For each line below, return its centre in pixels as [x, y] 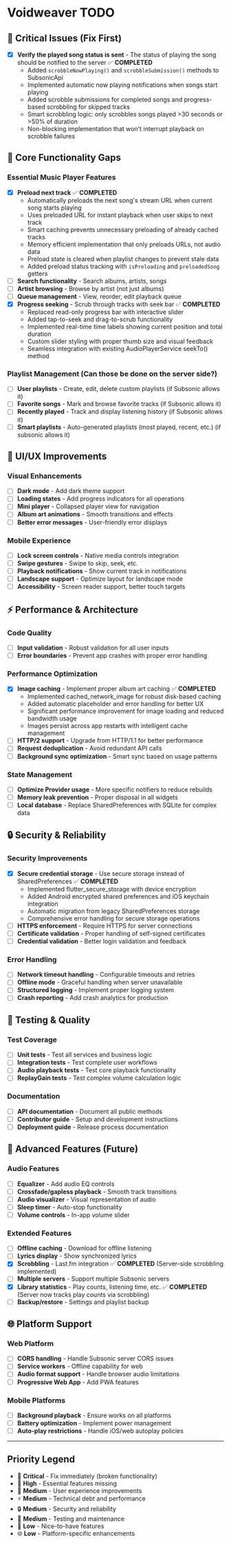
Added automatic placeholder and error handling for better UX [115, 704]
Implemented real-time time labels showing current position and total [125, 327]
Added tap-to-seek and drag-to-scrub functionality [100, 319]
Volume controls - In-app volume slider [74, 1214]
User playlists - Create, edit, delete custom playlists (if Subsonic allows [118, 389]
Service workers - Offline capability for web [80, 1366]
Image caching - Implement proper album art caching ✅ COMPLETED [117, 689]
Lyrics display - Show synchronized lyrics [77, 1256]
